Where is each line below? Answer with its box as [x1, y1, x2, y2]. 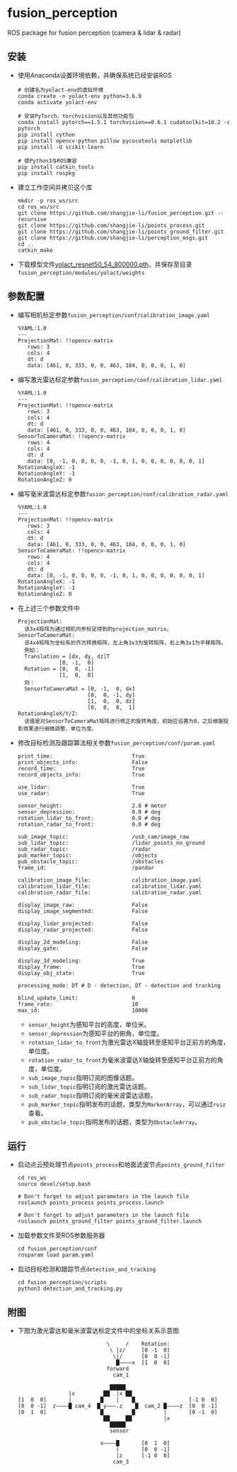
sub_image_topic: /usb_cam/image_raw [17, 833, 190, 841]
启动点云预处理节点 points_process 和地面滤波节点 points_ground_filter [17, 1160, 225, 1169]
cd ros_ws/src [17, 203, 59, 210]
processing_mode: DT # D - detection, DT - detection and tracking [17, 982, 221, 989]
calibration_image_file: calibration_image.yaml [17, 877, 202, 884]
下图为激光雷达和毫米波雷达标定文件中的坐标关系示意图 [17, 1327, 179, 1335]
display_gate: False [17, 945, 149, 952]
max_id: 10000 [17, 1006, 149, 1014]
